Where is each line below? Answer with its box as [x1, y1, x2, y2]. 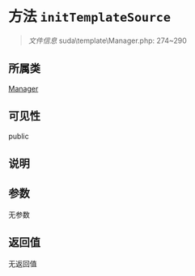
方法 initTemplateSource [8, 7, 172, 26]
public [8, 131, 30, 141]
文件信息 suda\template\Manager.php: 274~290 [28, 36, 188, 45]
